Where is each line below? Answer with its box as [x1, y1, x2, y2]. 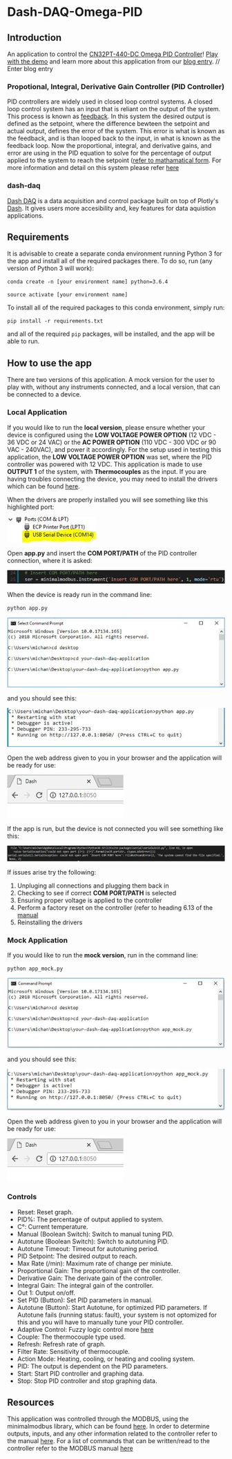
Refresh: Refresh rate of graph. [17, 1339, 106, 1348]
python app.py [7, 605, 48, 612]
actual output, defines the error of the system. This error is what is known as [7, 127, 225, 135]
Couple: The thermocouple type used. [17, 1333, 126, 1341]
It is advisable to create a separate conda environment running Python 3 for [7, 249, 222, 258]
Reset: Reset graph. [17, 1208, 74, 1216]
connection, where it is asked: [7, 556, 93, 564]
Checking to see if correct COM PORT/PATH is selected [17, 889, 177, 897]
